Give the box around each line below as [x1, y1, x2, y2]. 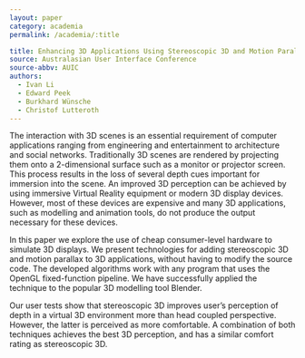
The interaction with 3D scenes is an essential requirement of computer [9, 131, 278, 141]
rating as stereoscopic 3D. [9, 339, 108, 350]
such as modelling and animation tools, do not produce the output [9, 208, 256, 218]
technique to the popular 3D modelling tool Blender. [9, 283, 202, 294]
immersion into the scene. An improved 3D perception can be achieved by [9, 179, 288, 189]
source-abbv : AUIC [9, 63, 79, 73]
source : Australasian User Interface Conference [9, 55, 197, 64]
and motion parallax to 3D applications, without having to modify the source [9, 254, 293, 265]
